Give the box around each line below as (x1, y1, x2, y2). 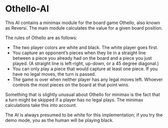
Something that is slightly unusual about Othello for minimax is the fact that (5, 91, 160, 97)
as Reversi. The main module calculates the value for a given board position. (5, 25, 163, 31)
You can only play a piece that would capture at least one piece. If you (12, 66, 158, 72)
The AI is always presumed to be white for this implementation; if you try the (5, 111, 163, 118)
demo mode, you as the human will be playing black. (5, 117, 114, 123)
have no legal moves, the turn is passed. (12, 71, 96, 77)
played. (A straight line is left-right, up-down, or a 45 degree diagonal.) (12, 60, 159, 66)
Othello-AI (5, 3, 49, 15)
